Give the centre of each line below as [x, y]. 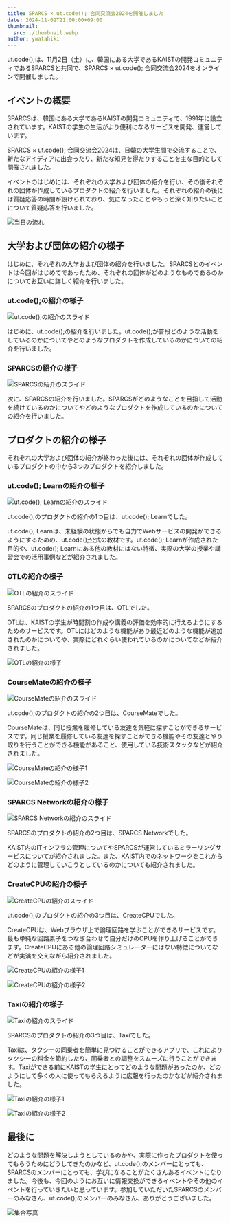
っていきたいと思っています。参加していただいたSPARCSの [120, 1189]
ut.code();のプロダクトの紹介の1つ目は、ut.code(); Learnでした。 [99, 517]
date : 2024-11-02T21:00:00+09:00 [55, 20]
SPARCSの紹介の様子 [42, 368]
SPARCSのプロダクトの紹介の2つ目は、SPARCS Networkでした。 [100, 833]
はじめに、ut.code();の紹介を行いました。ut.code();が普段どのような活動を [113, 331]
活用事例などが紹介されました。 [76, 557]
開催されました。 [31, 167]
